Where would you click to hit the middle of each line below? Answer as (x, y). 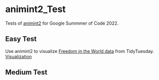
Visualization (18, 56)
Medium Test (26, 72)
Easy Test (21, 39)
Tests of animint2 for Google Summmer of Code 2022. (62, 23)
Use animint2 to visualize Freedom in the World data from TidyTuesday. (80, 51)
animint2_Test (35, 9)
